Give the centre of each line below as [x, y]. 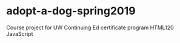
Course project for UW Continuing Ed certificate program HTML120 [90, 27]
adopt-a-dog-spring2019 [71, 11]
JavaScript [20, 33]
